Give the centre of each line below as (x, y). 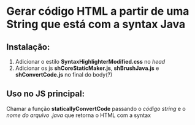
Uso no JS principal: (45, 94)
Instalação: (28, 47)
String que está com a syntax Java (96, 24)
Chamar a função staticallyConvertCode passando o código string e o (96, 108)
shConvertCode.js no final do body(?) (64, 74)
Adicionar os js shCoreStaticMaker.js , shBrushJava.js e (87, 68)
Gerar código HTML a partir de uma (98, 11)
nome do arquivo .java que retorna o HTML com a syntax (79, 115)
